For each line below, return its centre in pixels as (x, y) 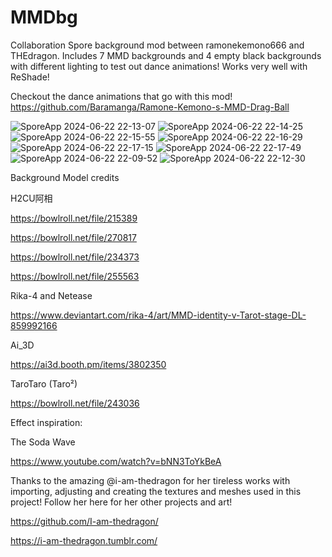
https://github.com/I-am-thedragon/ (84, 521)
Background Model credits (65, 177)
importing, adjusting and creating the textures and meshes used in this (156, 491)
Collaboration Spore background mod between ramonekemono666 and (157, 45)
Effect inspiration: (46, 422)
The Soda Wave (43, 442)
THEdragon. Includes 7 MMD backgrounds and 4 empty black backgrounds (166, 55)
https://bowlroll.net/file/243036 (75, 403)
